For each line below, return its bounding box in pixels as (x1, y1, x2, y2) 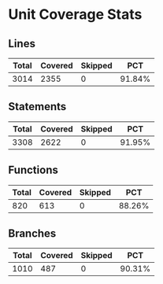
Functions (8, 164, 59, 177)
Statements (8, 100, 67, 113)
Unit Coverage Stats (8, 6, 143, 24)
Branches (8, 227, 57, 241)
